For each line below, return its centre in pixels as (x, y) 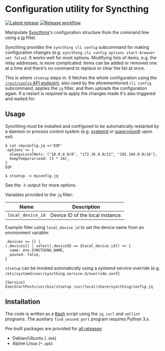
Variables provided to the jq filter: (39, 195)
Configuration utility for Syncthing (77, 9)
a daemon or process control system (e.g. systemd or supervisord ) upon (79, 131)
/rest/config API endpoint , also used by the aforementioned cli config (78, 83)
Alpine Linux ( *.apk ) (33, 343)
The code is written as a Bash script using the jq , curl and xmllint (73, 313)
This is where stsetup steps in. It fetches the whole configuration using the (81, 78)
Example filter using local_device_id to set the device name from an (75, 227)
